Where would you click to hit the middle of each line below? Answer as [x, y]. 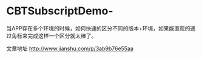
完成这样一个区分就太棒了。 [62, 36]
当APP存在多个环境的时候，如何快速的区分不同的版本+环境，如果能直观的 [98, 28]
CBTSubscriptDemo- [60, 11]
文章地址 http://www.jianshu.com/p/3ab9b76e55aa [70, 48]
